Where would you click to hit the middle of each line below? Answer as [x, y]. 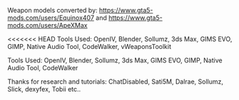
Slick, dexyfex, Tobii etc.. [44, 89]
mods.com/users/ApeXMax [47, 25]
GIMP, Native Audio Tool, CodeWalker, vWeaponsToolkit [89, 46]
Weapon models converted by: [52, 10]
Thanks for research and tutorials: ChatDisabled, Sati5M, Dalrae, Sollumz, [115, 82]
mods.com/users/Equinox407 [51, 18]
